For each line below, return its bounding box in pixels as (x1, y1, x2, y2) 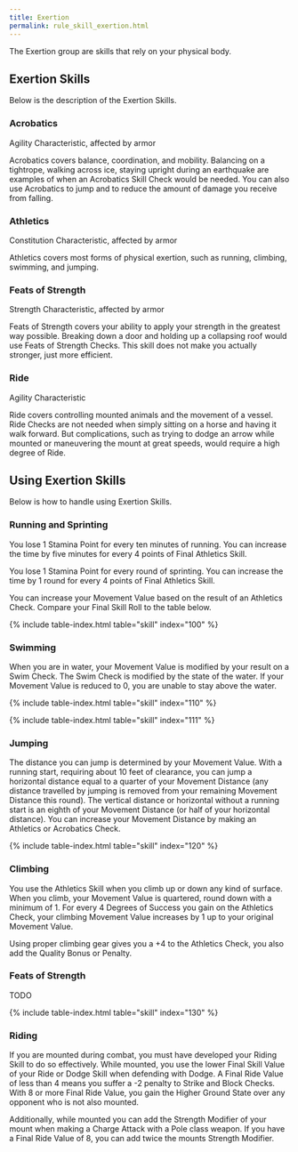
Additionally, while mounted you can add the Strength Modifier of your (9, 1114, 267, 1125)
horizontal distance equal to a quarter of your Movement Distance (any (9, 776, 269, 787)
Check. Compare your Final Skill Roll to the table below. (9, 601, 212, 612)
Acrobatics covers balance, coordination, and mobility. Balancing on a (9, 155, 265, 165)
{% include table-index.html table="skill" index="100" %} (9, 619, 219, 630)
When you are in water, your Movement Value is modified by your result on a (9, 661, 289, 672)
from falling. (9, 192, 53, 203)
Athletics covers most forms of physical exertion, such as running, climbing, (9, 252, 287, 262)
